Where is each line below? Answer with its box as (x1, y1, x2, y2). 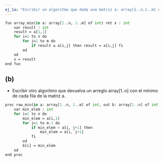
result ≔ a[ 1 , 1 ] (14, 30, 47, 35)
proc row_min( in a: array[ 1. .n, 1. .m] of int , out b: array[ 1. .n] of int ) (5, 102, 161, 107)
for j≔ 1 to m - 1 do (22, 121, 60, 125)
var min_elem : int (14, 107, 54, 112)
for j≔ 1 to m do (22, 39, 56, 44)
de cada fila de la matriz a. (12, 93, 66, 99)
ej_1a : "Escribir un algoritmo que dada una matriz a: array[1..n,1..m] (5, 7, 156, 12)
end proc (5, 152, 23, 157)
